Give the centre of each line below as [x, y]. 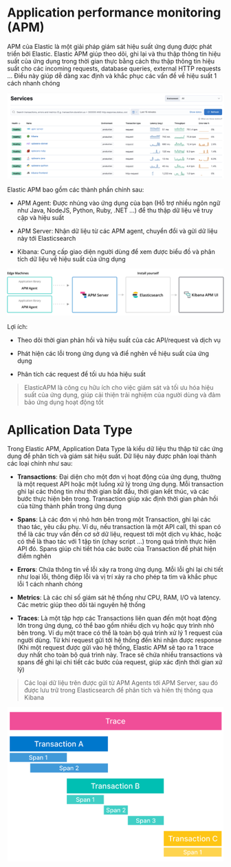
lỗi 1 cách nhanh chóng [50, 584]
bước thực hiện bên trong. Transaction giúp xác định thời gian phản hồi [118, 499]
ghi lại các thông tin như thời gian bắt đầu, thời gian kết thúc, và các [113, 492]
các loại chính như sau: [40, 464]
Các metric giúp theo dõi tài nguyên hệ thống [81, 605]
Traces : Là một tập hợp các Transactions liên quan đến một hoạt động [117, 618]
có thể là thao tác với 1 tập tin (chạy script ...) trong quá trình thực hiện [117, 541]
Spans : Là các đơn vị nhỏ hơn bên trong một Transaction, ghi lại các [114, 519]
